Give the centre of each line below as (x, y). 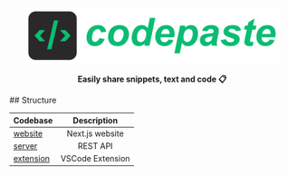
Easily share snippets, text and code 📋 (152, 79)
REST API (95, 146)
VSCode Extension (95, 159)
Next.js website (95, 133)
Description (96, 120)
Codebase (33, 120)
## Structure (33, 100)
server (25, 146)
